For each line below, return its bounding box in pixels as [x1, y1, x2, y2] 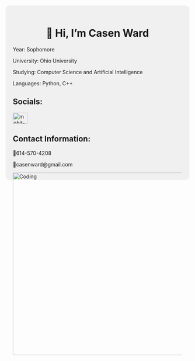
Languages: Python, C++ [13, 79, 74, 86]
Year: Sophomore [13, 46, 55, 53]
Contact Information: [13, 134, 91, 144]
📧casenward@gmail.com [13, 161, 73, 168]
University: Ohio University [13, 57, 77, 64]
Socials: [13, 97, 43, 107]
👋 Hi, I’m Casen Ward [46, 27, 149, 40]
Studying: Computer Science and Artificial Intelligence [13, 68, 143, 75]
